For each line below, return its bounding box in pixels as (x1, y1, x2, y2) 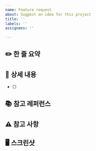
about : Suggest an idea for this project (5, 12, 92, 17)
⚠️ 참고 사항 (5, 120, 39, 129)
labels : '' (5, 21, 28, 26)
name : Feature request (5, 7, 52, 12)
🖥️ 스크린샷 (5, 139, 35, 147)
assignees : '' (5, 26, 34, 31)
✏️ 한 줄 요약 (5, 50, 40, 58)
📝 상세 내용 (5, 70, 37, 78)
